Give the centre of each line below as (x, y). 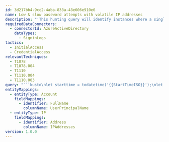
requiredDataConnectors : (31, 24)
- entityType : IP (28, 113)
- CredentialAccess (30, 52)
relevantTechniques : (27, 57)
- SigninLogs (32, 38)
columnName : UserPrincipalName (56, 108)
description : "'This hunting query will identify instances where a (78, 19)
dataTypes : (26, 33)
